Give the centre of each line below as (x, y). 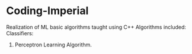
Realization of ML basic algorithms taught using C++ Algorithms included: (96, 27)
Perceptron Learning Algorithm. (53, 45)
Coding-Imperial (47, 11)
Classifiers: (20, 33)
